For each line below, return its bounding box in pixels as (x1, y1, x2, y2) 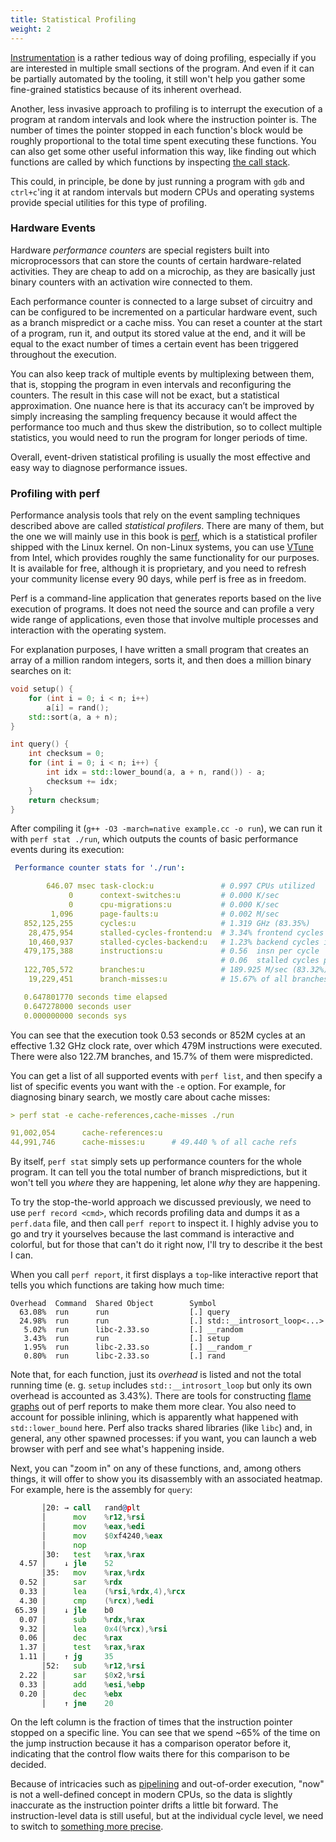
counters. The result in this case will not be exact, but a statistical (10, 389, 280, 401)
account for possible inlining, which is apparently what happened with (10, 1411, 299, 1423)
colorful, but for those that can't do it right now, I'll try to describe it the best (10, 1239, 323, 1251)
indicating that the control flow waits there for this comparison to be (10, 1748, 290, 1760)
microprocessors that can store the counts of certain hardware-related (10, 254, 302, 266)
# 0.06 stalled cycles (220, 956, 320, 966)
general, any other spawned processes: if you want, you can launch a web (10, 1432, 317, 1445)
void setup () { (10, 684, 74, 695)
